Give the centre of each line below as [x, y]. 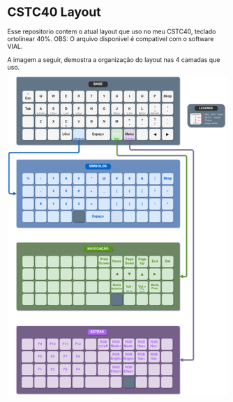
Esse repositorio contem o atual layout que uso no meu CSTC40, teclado [112, 31]
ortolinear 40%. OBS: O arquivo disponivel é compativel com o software [111, 38]
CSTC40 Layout [54, 12]
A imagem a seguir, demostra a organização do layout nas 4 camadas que [114, 59]
